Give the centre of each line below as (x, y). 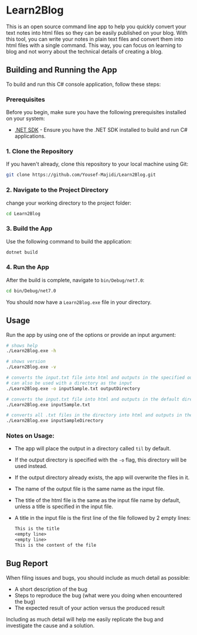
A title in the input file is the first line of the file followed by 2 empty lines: (103, 518)
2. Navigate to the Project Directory (57, 190)
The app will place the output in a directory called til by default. (93, 449)
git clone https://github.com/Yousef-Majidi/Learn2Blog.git (81, 175)
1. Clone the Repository (40, 151)
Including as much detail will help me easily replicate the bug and (85, 619)
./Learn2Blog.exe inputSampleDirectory (55, 421)
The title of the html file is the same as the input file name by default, (97, 500)
